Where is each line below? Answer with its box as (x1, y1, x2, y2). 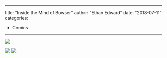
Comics (12, 25, 28, 30)
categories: (5, 15, 28, 21)
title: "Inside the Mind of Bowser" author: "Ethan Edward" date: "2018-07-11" (5, 10, 162, 15)
